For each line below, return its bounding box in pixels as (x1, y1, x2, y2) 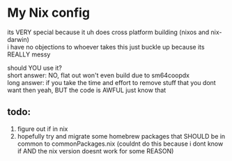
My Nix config (7, 5, 91, 21)
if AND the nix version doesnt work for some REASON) (17, 146, 174, 155)
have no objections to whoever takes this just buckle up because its (10, 43, 205, 51)
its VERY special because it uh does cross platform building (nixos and (7, 28, 210, 36)
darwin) (7, 35, 30, 43)
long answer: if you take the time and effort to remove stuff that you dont (7, 78, 216, 86)
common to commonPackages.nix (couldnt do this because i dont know (17, 139, 224, 148)
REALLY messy (7, 50, 51, 59)
